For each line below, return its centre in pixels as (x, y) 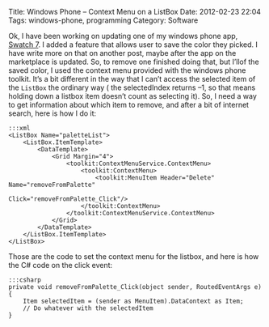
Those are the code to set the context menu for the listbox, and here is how (134, 257)
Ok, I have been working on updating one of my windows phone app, (123, 36)
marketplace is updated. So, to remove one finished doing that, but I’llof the (134, 62)
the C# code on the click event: (61, 265)
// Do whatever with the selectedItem (88, 308)
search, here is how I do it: (53, 113)
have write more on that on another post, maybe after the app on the (122, 53)
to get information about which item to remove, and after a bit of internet (128, 105)
